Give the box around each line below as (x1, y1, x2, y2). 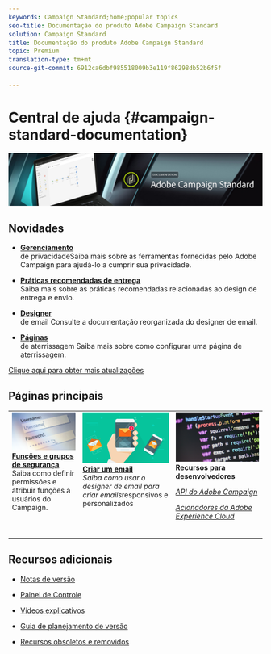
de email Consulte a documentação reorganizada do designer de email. (19, 317, 258, 327)
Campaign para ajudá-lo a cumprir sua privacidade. (19, 260, 192, 270)
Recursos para (175, 463, 226, 472)
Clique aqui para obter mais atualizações (8, 366, 144, 375)
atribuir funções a (11, 485, 71, 495)
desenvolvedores (175, 472, 236, 481)
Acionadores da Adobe (175, 503, 252, 513)
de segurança (11, 459, 60, 469)
